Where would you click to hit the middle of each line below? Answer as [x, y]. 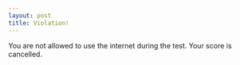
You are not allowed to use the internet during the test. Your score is [120, 45]
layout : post [30, 15]
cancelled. [25, 54]
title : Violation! [39, 23]
